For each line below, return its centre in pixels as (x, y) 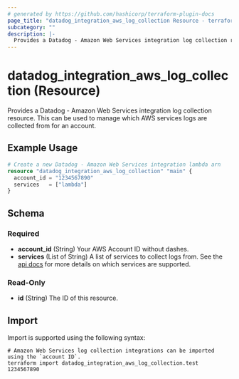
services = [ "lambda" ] (51, 185)
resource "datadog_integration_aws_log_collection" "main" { (100, 171)
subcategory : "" (31, 27)
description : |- (31, 34)
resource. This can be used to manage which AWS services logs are (107, 118)
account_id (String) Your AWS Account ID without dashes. (103, 249)
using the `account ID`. (44, 357)
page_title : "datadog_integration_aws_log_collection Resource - (106, 21)
